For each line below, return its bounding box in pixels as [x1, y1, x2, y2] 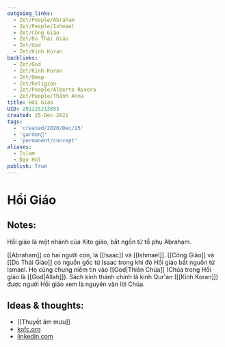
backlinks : [7, 55, 38, 62]
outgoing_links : [7, 10, 53, 17]
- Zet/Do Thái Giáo [13, 36, 69, 42]
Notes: [7, 220, 36, 231]
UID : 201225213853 [7, 105, 59, 112]
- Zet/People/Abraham [13, 16, 75, 23]
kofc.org [16, 325, 41, 333]
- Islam [13, 150, 36, 157]
